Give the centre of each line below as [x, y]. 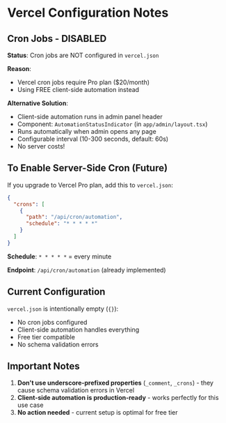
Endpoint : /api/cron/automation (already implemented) [87, 270]
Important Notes [43, 366]
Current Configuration [56, 292]
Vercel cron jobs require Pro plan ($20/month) [83, 82]
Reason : [19, 69]
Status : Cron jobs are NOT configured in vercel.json [83, 55]
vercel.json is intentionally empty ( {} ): [63, 309]
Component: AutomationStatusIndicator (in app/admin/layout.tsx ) [112, 124]
